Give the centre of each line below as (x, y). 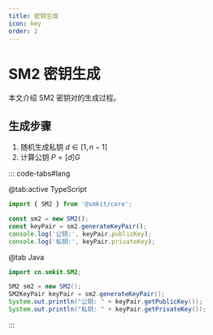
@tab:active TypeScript (48, 189)
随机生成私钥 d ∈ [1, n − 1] (64, 147)
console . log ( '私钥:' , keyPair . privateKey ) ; (82, 241)
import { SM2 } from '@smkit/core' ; (70, 204)
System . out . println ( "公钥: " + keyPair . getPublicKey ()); (106, 302)
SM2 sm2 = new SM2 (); (45, 287)
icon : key (25, 24)
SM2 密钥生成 (54, 74)
